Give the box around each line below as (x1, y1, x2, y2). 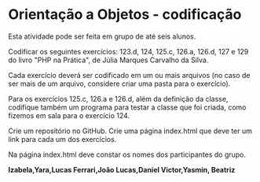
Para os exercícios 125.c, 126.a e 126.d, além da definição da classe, (8, 94, 229, 103)
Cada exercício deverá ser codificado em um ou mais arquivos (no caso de (8, 70, 251, 80)
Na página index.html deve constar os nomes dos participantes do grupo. (8, 150, 246, 159)
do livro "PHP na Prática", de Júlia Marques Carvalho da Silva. (8, 55, 209, 65)
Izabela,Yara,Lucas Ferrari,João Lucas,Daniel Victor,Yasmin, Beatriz (8, 165, 236, 174)
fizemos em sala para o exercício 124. (8, 110, 130, 120)
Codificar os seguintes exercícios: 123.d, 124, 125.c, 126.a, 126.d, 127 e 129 (8, 46, 249, 56)
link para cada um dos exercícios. (8, 134, 117, 143)
